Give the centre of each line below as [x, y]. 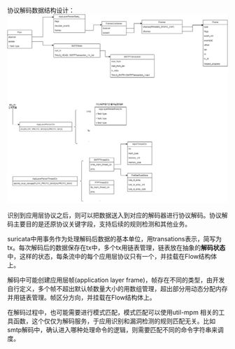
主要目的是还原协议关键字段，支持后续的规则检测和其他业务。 [102, 224]
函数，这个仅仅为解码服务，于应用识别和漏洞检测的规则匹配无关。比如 [114, 321]
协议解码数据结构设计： [41, 10]
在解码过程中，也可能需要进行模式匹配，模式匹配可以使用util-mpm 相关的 [113, 312]
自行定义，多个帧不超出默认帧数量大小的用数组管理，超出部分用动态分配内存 [117, 288]
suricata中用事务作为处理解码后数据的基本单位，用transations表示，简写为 [115, 238]
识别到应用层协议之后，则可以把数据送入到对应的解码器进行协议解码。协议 [114, 215]
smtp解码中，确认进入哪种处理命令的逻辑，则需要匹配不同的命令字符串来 [113, 329]
